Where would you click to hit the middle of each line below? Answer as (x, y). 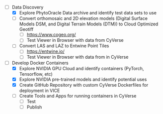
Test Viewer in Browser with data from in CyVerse (78, 57)
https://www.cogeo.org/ (51, 35)
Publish (34, 107)
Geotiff (26, 29)
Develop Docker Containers (40, 63)
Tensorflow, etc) (36, 74)
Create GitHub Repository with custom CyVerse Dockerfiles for (84, 85)
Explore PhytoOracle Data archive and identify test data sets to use (88, 13)
